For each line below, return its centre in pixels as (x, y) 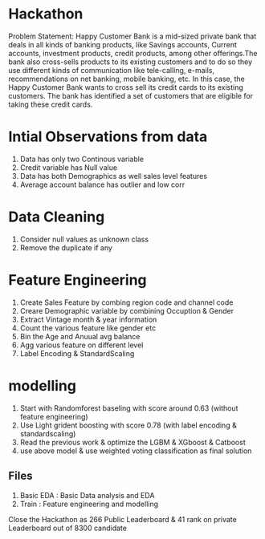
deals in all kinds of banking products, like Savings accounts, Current (122, 44)
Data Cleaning (57, 217)
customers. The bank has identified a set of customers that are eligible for (131, 95)
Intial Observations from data (108, 137)
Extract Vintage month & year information (88, 319)
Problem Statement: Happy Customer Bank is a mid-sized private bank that (132, 36)
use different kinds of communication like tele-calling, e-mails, (112, 70)
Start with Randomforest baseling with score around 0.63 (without (129, 408)
